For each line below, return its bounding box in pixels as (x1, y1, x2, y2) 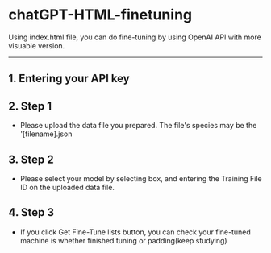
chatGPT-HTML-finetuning (8, 6, 192, 24)
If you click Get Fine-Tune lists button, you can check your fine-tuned (19, 227, 252, 237)
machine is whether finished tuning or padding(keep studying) (19, 235, 227, 245)
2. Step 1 (8, 99, 52, 113)
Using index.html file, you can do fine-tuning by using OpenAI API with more (8, 32, 262, 42)
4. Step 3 (8, 205, 55, 219)
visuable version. (8, 40, 65, 50)
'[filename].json (19, 129, 73, 139)
